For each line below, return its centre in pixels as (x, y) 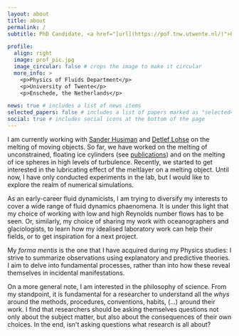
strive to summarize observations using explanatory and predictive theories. (119, 258)
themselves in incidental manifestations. (66, 273)
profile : (20, 47)
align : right (33, 53)
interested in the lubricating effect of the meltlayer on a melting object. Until (118, 169)
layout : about (28, 14)
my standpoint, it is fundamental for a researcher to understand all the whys (118, 294)
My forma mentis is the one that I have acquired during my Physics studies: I (119, 250)
